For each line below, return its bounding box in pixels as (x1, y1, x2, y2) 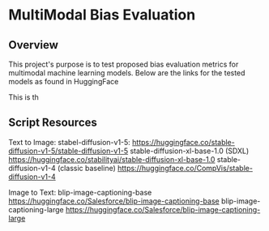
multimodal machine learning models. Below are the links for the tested (8, 68, 246, 78)
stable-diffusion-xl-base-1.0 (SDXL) (129, 146, 250, 156)
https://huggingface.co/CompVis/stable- (117, 163, 254, 173)
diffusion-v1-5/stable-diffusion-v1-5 (8, 146, 129, 156)
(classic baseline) (57, 163, 116, 173)
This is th (8, 92, 39, 102)
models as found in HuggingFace (8, 77, 119, 86)
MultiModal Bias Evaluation (8, 6, 196, 24)
